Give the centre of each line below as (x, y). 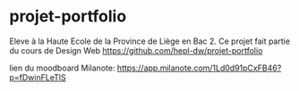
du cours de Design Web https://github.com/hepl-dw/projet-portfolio (136, 50)
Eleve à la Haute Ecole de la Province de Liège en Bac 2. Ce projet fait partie (150, 41)
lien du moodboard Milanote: (62, 68)
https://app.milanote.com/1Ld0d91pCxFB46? (199, 68)
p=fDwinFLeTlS (38, 77)
